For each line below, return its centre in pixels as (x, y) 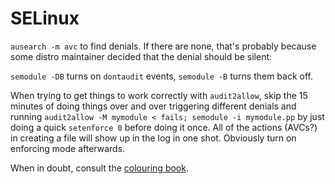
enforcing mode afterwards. (68, 148)
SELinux (45, 18)
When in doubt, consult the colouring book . (99, 168)
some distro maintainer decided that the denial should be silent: (141, 56)
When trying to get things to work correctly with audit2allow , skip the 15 (159, 95)
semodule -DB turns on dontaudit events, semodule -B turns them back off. (162, 76)
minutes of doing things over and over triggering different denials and (153, 106)
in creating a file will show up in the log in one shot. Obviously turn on (153, 138)
